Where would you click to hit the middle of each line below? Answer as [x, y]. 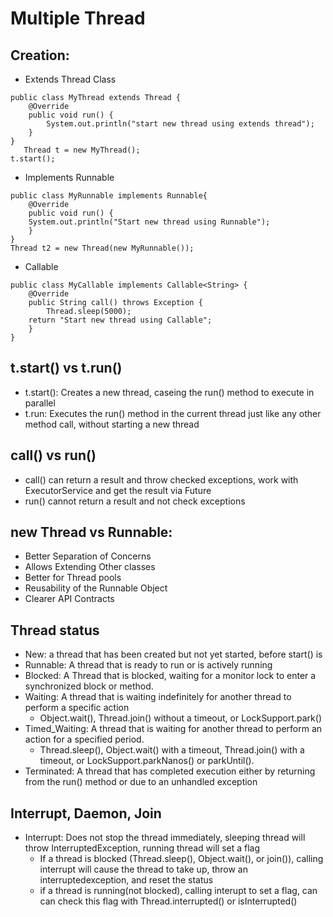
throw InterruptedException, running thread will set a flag [142, 848]
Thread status [55, 630]
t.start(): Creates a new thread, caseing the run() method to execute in [169, 392]
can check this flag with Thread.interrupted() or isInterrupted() [168, 901]
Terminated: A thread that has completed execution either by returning [170, 771]
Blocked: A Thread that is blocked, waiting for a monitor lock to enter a [170, 676]
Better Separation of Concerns [88, 556]
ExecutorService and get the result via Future [118, 490]
